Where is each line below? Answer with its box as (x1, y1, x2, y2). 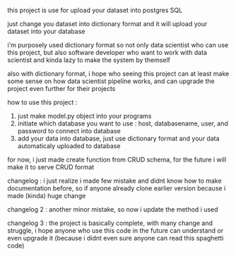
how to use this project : (7, 98, 78, 106)
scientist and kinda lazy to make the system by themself (7, 56, 171, 64)
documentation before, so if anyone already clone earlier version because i (7, 184, 226, 193)
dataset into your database (7, 28, 85, 35)
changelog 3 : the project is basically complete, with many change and (7, 219, 213, 227)
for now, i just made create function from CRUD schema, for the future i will (7, 155, 227, 164)
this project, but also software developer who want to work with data (7, 49, 207, 56)
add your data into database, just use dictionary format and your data (17, 134, 220, 142)
